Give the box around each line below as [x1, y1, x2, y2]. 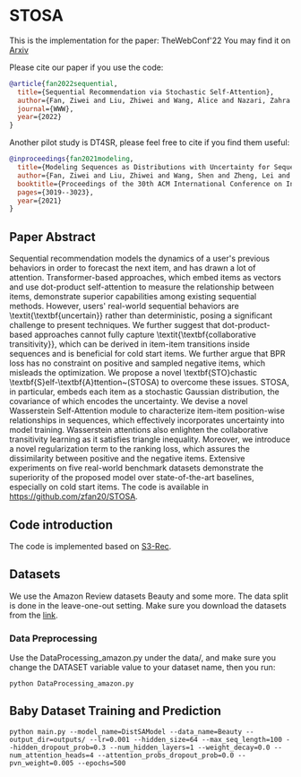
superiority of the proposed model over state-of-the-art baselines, [9, 472, 255, 483]
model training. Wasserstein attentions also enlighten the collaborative [9, 425, 269, 436]
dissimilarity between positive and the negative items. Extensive [9, 453, 245, 464]
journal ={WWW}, [17, 104, 74, 113]
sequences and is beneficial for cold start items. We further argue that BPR [9, 349, 286, 359]
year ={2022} [17, 113, 63, 122]
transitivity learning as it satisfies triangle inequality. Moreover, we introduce [9, 434, 291, 445]
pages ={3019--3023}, [17, 187, 94, 197]
